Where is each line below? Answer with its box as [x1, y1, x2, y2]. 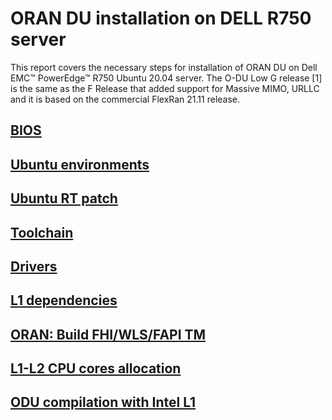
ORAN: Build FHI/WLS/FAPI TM [10, 326, 207, 343]
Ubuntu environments [10, 156, 150, 173]
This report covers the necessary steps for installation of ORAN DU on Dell [10, 61, 318, 73]
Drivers [10, 258, 58, 275]
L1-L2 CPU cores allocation [10, 360, 182, 377]
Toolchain [10, 224, 74, 241]
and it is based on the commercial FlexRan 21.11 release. [10, 93, 241, 105]
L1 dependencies [10, 292, 118, 309]
